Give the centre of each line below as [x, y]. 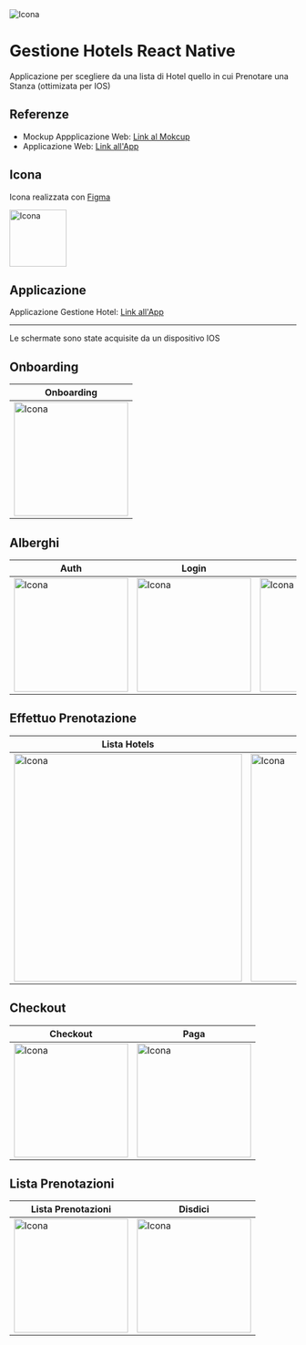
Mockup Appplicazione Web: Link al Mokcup [106, 137]
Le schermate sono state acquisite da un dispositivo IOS [115, 338]
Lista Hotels [128, 744]
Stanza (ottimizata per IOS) [60, 86]
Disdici [194, 1209]
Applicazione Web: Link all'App [81, 146]
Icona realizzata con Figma [60, 197]
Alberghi [35, 542]
